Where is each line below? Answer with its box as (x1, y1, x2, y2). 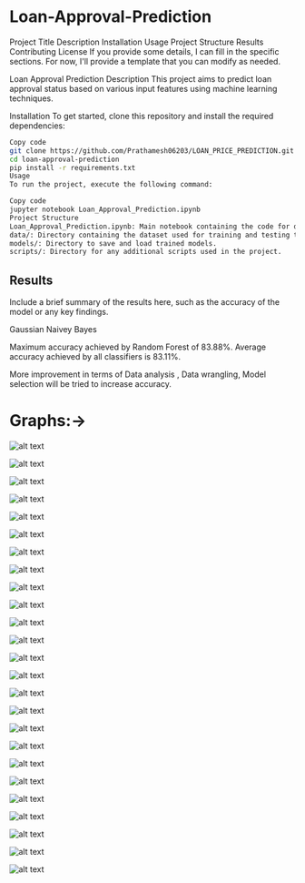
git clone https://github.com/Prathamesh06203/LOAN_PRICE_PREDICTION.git (9, 146, 295, 156)
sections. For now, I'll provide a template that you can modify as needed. (9, 56, 281, 66)
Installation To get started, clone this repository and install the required (9, 110, 274, 121)
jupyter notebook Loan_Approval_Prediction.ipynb (9, 205, 202, 215)
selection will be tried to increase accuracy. (9, 379, 172, 390)
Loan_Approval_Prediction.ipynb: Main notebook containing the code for (9, 221, 290, 231)
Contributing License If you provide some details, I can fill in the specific (9, 46, 280, 56)
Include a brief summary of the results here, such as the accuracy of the (9, 297, 280, 308)
